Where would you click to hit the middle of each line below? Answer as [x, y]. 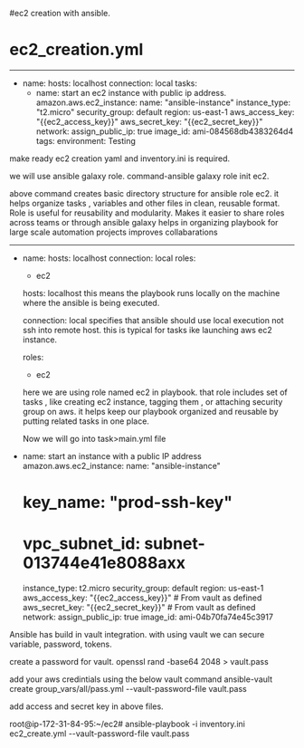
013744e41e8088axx [104, 563]
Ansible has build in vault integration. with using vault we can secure [137, 635]
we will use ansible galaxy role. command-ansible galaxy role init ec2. [139, 176]
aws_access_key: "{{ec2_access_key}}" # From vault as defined [142, 598]
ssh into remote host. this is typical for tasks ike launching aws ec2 [147, 330]
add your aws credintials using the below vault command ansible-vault [141, 679]
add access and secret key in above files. [87, 706]
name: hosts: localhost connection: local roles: [109, 258]
